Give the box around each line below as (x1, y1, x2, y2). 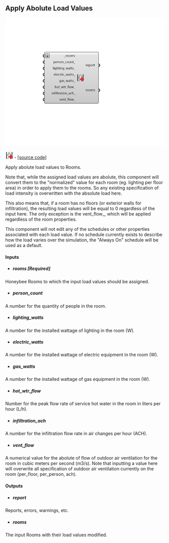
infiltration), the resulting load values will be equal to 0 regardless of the (5, 205, 155, 212)
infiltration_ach (12, 418, 46, 424)
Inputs (5, 254, 19, 260)
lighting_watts (12, 315, 44, 321)
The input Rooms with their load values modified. (5, 531, 107, 538)
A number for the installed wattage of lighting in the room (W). (5, 327, 135, 334)
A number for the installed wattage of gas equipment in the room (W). (5, 376, 150, 382)
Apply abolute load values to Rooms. (5, 164, 82, 170)
